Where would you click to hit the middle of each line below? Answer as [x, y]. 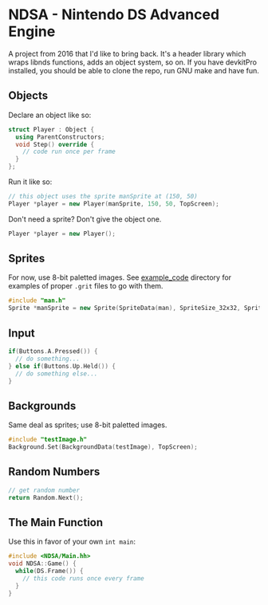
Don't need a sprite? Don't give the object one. [85, 219]
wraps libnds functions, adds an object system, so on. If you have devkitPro [133, 62]
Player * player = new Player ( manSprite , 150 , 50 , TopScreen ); [114, 204]
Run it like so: [30, 182]
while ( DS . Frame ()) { [49, 572]
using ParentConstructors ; [60, 137]
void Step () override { [55, 144]
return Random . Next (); [46, 497]
